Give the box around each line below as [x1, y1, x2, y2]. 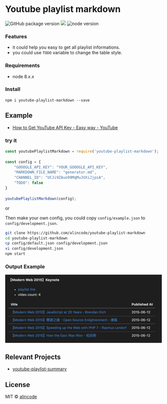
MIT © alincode [5, 394, 37, 400]
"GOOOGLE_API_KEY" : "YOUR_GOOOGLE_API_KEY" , [14, 164, 108, 170]
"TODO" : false [14, 180, 43, 185]
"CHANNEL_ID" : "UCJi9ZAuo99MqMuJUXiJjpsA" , [14, 175, 106, 180]
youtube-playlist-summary [12, 366, 67, 372]
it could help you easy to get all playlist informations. [12, 44, 120, 50]
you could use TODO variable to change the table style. [12, 50, 123, 56]
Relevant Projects [5, 353, 61, 361]
